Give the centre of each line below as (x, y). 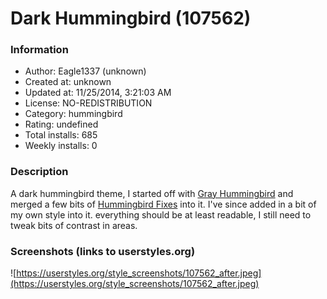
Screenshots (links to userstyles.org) (103, 251)
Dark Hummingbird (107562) (131, 18)
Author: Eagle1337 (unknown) (85, 71)
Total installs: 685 (61, 135)
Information (39, 50)
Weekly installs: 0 (61, 146)
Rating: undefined (61, 124)
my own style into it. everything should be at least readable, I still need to (161, 214)
